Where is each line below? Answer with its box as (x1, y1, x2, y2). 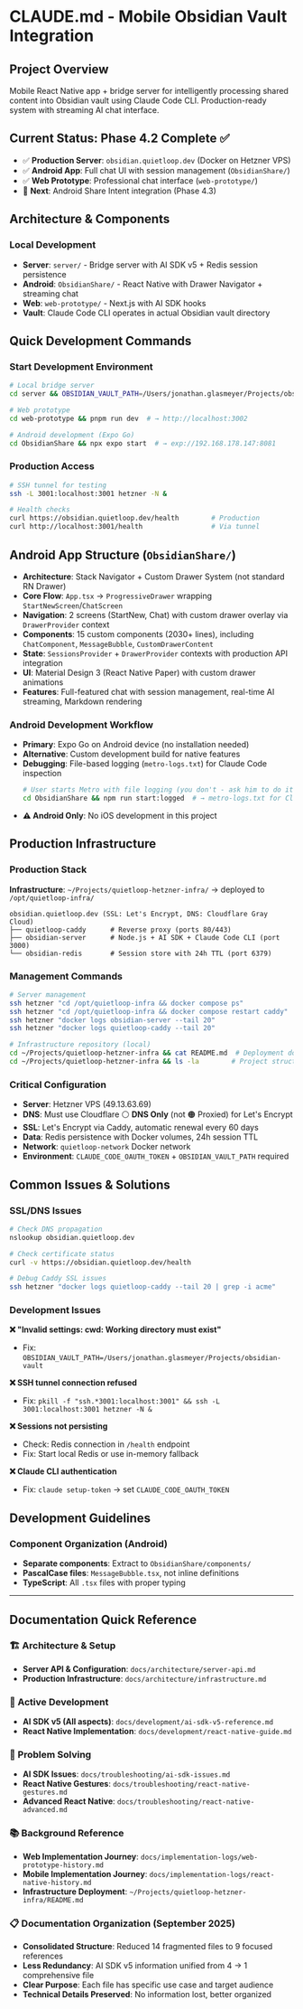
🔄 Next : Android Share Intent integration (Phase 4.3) (22, 185, 216, 196)
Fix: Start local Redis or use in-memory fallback (22, 1449, 199, 1460)
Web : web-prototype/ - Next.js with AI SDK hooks (22, 297, 207, 308)
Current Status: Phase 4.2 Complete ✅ (9, 131, 230, 146)
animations (22, 676, 64, 688)
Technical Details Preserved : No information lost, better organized (22, 1989, 272, 2000)
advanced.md (22, 1806, 68, 1815)
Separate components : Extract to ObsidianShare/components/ (22, 1558, 252, 1569)
